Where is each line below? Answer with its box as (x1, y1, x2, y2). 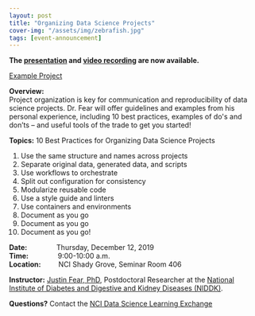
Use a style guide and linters (20, 193, 114, 203)
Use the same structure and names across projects (20, 151, 188, 161)
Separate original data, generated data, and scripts (20, 160, 187, 170)
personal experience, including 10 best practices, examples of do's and (9, 112, 242, 122)
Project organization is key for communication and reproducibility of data (9, 95, 248, 104)
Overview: (9, 87, 44, 96)
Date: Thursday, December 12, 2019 (9, 243, 154, 252)
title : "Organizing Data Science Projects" (9, 19, 156, 27)
